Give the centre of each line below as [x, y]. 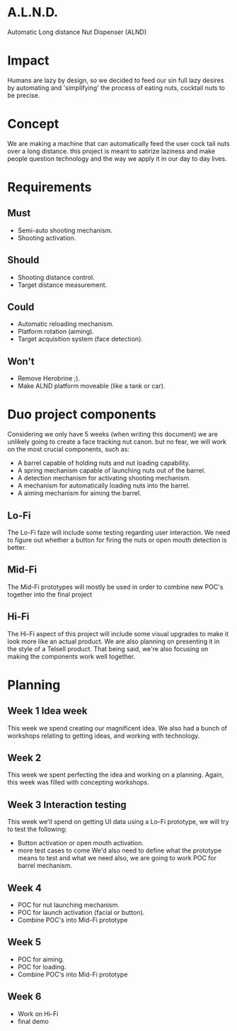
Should [23, 260]
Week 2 [24, 758]
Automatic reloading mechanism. [66, 324]
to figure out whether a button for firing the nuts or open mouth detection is [117, 540]
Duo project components [82, 415]
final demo [33, 1021]
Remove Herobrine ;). [48, 378]
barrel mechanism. [45, 866]
